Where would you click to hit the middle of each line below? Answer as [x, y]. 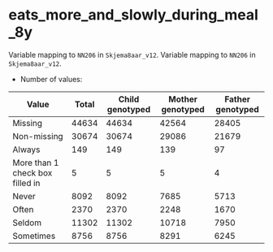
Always [26, 150]
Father [237, 99]
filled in [26, 183]
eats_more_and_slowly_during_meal [133, 15]
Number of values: [51, 79]
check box [32, 172]
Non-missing [38, 136]
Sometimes [34, 236]
